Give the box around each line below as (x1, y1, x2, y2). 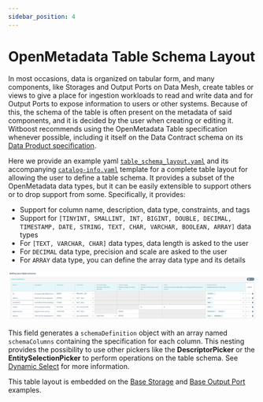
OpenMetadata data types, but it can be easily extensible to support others (8, 181, 252, 191)
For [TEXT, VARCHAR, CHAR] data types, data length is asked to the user (19, 238, 250, 248)
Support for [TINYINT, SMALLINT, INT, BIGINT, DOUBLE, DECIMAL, (19, 213, 232, 222)
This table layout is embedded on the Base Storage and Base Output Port (8, 377, 246, 386)
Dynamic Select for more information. (8, 362, 130, 371)
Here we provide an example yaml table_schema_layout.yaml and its (8, 156, 229, 166)
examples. (8, 385, 42, 395)
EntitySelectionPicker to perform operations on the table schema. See (8, 353, 239, 363)
